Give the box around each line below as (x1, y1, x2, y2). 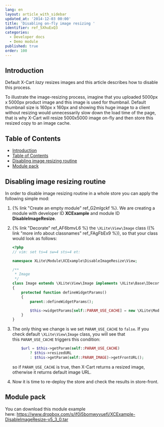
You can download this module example (5, 406, 86, 412)
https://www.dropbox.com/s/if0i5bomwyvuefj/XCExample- (16, 411, 136, 417)
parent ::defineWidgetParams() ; (30, 299, 94, 304)
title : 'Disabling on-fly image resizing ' (5, 21, 95, 26)
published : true (5, 44, 38, 49)
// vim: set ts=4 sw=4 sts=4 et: (12, 249, 81, 254)
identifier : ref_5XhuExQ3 (5, 26, 58, 30)
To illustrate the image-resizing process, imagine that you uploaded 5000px (5, 94, 158, 100)
